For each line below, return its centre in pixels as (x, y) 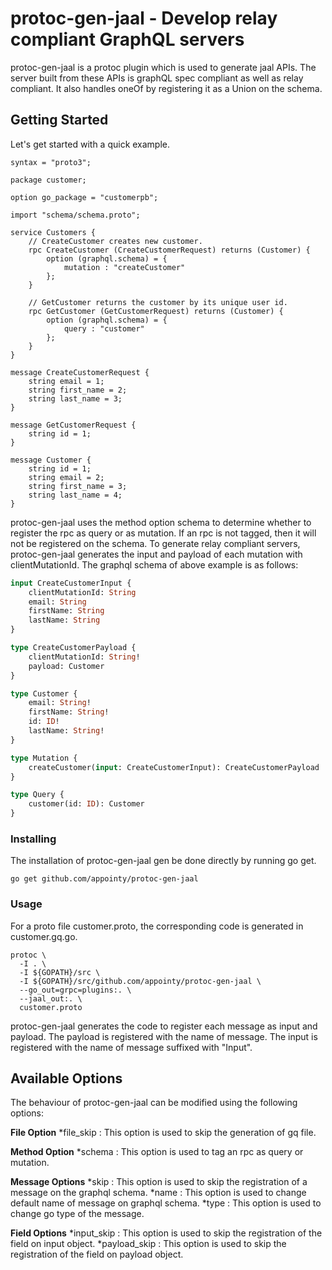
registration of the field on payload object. (97, 1254)
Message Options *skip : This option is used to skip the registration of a (159, 1182)
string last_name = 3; (75, 398)
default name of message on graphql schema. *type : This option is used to (166, 1203)
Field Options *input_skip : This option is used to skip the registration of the (166, 1233)
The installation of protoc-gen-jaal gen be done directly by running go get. (163, 861)
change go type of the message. (77, 1214)
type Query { (37, 795)
